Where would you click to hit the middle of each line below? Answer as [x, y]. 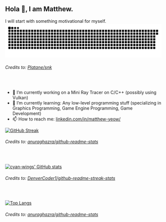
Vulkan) [20, 98]
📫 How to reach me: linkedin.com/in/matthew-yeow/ [66, 119]
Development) [27, 113]
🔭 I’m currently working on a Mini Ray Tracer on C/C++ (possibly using [84, 92]
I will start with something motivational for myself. [56, 21]
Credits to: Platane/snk [28, 67]
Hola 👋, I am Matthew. [39, 9]
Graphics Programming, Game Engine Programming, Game [72, 108]
